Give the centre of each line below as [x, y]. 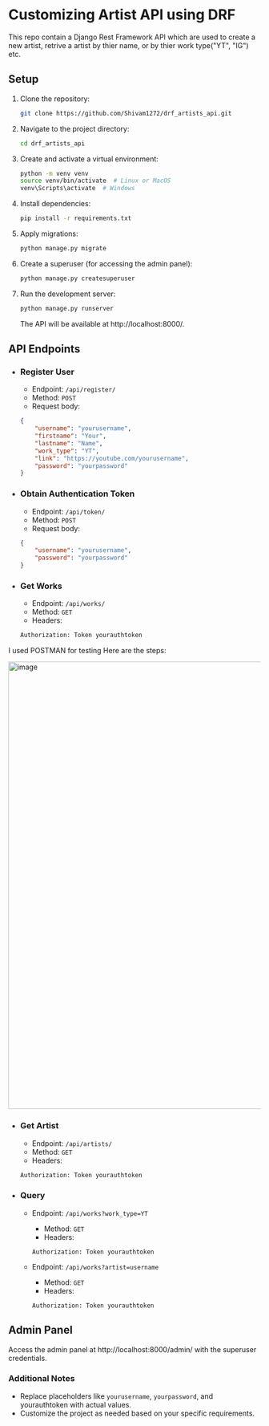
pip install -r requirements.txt [76, 218]
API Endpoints [44, 349]
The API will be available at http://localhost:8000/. [102, 323]
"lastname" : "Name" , [69, 443]
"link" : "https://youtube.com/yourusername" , [112, 458]
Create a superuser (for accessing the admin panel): [106, 263]
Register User [47, 372]
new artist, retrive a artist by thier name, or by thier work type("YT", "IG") [129, 45]
